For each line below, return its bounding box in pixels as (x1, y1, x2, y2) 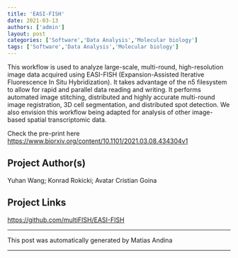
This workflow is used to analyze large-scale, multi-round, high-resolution (7, 63, 224, 71)
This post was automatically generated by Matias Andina (7, 235, 173, 245)
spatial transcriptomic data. (27, 116, 107, 124)
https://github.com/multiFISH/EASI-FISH (7, 215, 125, 224)
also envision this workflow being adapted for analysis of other (7, 108, 191, 116)
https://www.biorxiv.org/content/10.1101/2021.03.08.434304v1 (7, 137, 188, 145)
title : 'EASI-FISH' (7, 10, 65, 18)
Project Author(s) (7, 157, 86, 169)
